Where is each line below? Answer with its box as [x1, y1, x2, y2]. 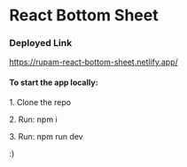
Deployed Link [9, 37, 73, 49]
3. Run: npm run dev [9, 131, 83, 141]
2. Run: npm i [9, 114, 58, 125]
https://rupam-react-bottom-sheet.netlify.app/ [9, 57, 179, 67]
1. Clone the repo [9, 96, 72, 107]
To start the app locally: [9, 77, 99, 88]
